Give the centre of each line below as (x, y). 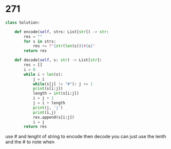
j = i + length (49, 103)
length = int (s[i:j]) (56, 93)
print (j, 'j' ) (48, 108)
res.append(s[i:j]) (53, 117)
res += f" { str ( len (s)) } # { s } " (64, 46)
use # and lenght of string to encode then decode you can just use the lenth (86, 137)
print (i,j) (44, 112)
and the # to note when (30, 142)
